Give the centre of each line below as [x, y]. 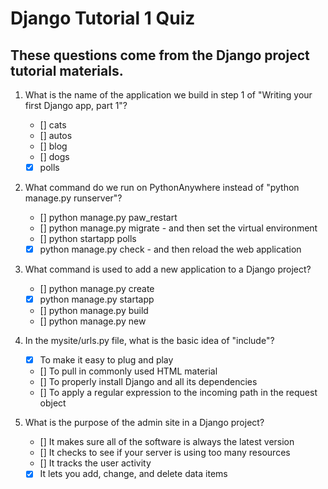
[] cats [53, 125]
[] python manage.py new [93, 321]
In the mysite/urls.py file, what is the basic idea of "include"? [149, 341]
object [53, 403]
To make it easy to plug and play [106, 360]
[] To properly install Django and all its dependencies [148, 382]
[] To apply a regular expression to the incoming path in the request [178, 393]
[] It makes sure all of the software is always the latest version [167, 442]
